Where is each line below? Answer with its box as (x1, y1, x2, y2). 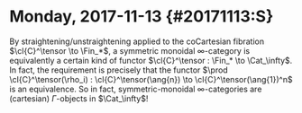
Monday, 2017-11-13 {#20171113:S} (9, 6, 274, 27)
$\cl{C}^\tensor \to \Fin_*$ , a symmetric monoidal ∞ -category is (9, 45, 251, 56)
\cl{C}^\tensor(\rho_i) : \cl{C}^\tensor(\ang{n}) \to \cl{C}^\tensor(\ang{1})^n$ (9, 74, 293, 84)
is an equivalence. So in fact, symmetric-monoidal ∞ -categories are (9, 83, 262, 94)
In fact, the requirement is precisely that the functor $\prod (9, 65, 228, 75)
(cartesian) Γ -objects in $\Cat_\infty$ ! (9, 92, 149, 104)
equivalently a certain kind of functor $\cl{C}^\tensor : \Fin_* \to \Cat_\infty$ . (9, 55, 293, 65)
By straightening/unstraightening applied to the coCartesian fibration (9, 36, 264, 47)
